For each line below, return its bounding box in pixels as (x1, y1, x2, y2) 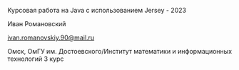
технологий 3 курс (7, 54, 64, 63)
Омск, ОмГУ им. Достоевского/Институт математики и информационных (7, 47, 233, 55)
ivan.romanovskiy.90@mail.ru (7, 33, 95, 42)
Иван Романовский (7, 20, 66, 28)
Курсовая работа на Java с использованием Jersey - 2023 (7, 6, 187, 14)
